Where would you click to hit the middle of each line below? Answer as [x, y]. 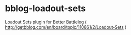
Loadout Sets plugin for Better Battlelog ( [46, 22]
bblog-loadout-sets [45, 9]
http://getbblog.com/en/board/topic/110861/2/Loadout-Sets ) [66, 27]
